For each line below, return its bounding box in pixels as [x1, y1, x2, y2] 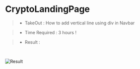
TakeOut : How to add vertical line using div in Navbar [24, 20, 135, 26]
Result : [24, 39, 41, 45]
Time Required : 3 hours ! [24, 29, 77, 35]
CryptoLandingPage [5, 3, 90, 15]
